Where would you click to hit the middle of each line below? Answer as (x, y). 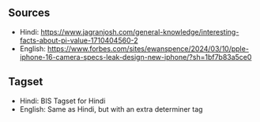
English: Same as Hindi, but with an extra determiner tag (111, 109)
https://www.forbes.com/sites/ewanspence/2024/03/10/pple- (148, 48)
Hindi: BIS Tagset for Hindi (62, 101)
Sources (29, 13)
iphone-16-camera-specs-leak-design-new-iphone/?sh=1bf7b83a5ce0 (136, 57)
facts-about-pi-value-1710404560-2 (79, 40)
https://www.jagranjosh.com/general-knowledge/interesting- (140, 31)
